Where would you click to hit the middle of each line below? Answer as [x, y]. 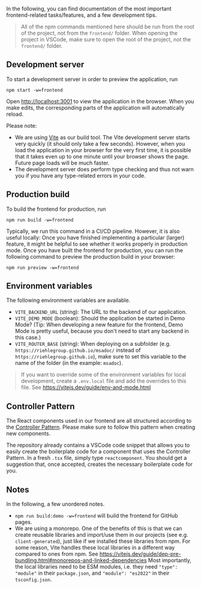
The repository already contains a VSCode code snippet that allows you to [98, 445]
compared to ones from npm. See [56, 554]
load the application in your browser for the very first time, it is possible [103, 150]
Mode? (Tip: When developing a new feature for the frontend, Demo [99, 325]
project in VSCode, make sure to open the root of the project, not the [106, 39]
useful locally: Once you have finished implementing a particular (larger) [95, 237]
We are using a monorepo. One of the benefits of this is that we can [98, 528]
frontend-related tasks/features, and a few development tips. [82, 15]
